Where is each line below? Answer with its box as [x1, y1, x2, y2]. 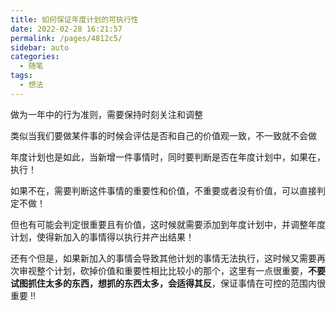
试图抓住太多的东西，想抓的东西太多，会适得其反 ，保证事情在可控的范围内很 [10, 277, 326, 289]
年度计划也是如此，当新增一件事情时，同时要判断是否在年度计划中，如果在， [10, 151, 326, 163]
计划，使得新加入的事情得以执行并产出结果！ [10, 231, 195, 243]
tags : [10, 71, 33, 81]
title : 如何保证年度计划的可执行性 [10, 14, 139, 25]
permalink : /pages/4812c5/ [10, 33, 123, 43]
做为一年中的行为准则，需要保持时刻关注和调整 [10, 108, 203, 120]
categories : [10, 52, 60, 62]
